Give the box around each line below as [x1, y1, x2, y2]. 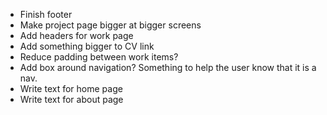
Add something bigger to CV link [19, 40, 155, 52]
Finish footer [19, 9, 73, 20]
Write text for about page [19, 94, 124, 105]
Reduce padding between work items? [19, 51, 179, 63]
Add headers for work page [19, 30, 134, 41]
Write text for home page [19, 83, 123, 94]
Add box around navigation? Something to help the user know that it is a [19, 62, 317, 73]
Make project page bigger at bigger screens [19, 19, 202, 31]
